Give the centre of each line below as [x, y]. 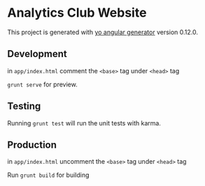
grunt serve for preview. [43, 84]
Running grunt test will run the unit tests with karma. [84, 123]
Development [37, 54]
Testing [24, 106]
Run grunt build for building [48, 175]
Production [32, 145]
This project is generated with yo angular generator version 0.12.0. [102, 32]
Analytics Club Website [77, 13]
